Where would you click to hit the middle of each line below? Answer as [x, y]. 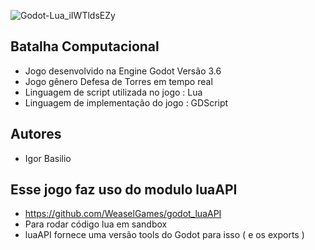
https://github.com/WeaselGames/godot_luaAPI [123, 214]
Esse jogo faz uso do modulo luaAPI [124, 190]
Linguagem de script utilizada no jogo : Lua [113, 92]
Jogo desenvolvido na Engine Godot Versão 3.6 [123, 71]
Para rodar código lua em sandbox [96, 224]
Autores [36, 134]
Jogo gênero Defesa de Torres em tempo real [118, 81]
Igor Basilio [48, 158]
